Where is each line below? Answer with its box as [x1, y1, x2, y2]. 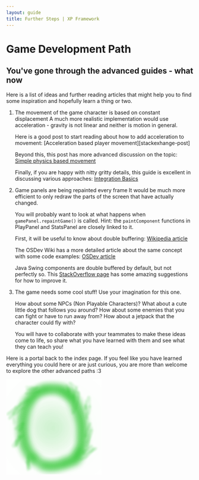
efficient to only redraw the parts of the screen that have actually [14, 193, 174, 200]
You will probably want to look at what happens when [14, 211, 146, 218]
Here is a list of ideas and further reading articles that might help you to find [6, 91, 192, 98]
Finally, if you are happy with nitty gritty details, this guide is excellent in [14, 168, 191, 175]
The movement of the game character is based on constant [14, 109, 160, 116]
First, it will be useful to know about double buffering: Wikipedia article [14, 235, 188, 242]
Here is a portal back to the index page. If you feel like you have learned [6, 354, 182, 362]
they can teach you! [14, 343, 64, 350]
